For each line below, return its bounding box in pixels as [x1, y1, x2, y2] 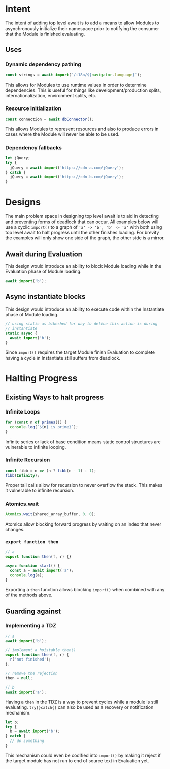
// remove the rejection [5, 671, 58, 676]
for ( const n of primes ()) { [5, 420, 67, 425]
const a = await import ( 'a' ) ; [10, 568, 74, 573]
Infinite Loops [5, 408, 40, 415]
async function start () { [5, 563, 60, 568]
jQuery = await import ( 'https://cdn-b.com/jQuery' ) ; [10, 174, 124, 180]
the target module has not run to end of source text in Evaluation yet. [5, 757, 149, 764]
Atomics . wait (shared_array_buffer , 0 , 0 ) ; [5, 511, 96, 517]
